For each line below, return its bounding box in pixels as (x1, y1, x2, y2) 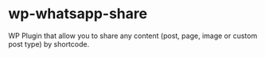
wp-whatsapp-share (8, 5, 148, 23)
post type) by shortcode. (8, 39, 90, 48)
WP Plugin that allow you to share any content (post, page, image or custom (8, 31, 258, 40)
